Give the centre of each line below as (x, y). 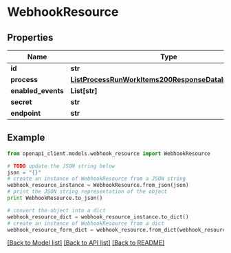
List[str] (84, 91)
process (24, 80)
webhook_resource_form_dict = (51, 230)
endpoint (26, 113)
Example (26, 138)
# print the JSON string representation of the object (87, 192)
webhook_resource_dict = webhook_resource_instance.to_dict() (98, 217)
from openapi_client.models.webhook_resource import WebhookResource (109, 153)
